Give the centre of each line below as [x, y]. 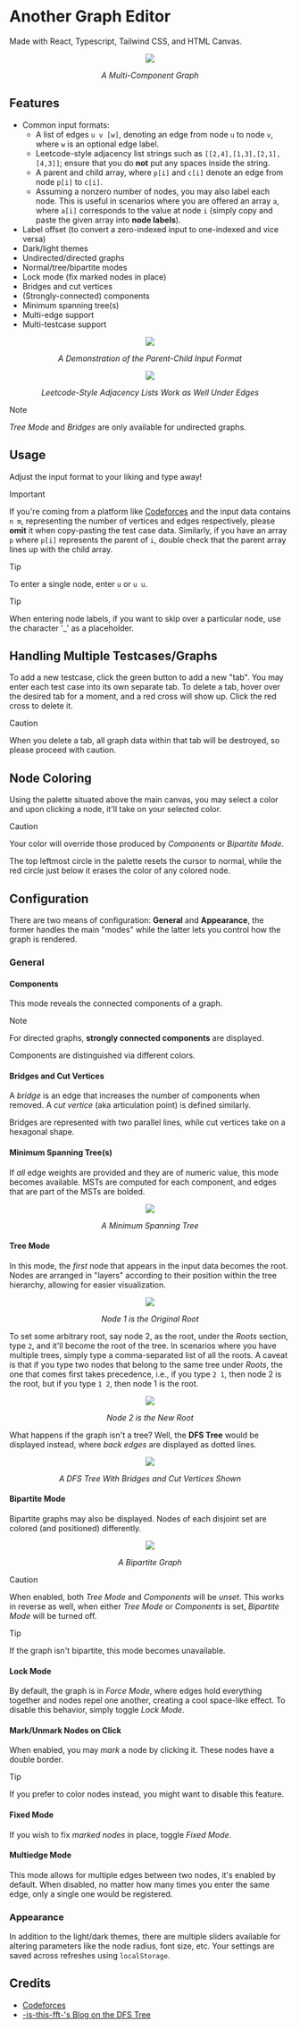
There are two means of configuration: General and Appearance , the [137, 920]
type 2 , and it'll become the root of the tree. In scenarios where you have [143, 1346]
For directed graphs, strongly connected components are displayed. [137, 1038]
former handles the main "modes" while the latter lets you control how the [145, 930]
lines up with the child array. [61, 549]
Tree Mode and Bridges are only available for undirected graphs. [128, 427]
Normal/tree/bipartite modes [75, 267]
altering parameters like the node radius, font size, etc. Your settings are [142, 1946]
